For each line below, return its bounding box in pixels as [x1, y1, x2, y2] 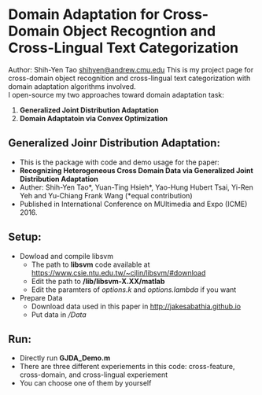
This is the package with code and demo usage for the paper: [19, 157, 220, 167]
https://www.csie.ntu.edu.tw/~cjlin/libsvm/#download [31, 268, 206, 277]
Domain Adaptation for [8, 6, 160, 24]
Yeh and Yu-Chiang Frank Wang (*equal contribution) [19, 190, 193, 200]
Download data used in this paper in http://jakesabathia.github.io [31, 301, 242, 311]
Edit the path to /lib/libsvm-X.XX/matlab [31, 276, 165, 286]
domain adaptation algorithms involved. [8, 81, 136, 91]
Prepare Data [19, 293, 63, 302]
